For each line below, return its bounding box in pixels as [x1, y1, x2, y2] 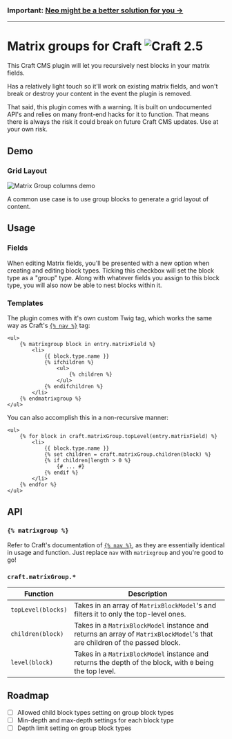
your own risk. [7, 125, 48, 134]
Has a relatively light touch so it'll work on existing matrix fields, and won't [7, 82, 218, 91]
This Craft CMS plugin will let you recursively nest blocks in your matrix [7, 62, 211, 70]
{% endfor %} [19, 481, 57, 488]
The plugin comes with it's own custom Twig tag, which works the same [7, 313, 213, 322]
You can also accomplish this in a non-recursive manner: [7, 413, 169, 421]
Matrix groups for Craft [7, 39, 142, 54]
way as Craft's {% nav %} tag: [7, 321, 90, 329]
